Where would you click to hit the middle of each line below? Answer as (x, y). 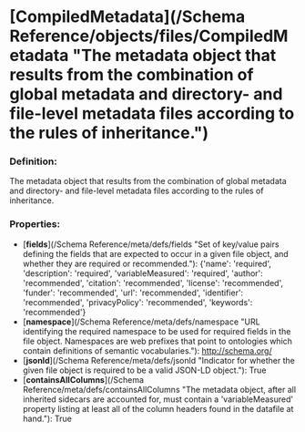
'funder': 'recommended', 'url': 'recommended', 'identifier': (133, 293)
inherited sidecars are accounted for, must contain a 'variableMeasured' (158, 399)
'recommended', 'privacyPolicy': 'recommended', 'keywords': (137, 302)
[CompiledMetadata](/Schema (127, 17)
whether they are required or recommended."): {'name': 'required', (147, 263)
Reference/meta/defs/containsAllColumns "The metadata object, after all (159, 389)
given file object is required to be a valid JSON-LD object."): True (144, 370)
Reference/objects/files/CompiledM (149, 36)
